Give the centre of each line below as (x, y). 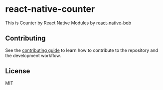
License (18, 71)
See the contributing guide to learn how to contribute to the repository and (82, 50)
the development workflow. (33, 55)
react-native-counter (50, 9)
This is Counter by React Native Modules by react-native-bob (68, 23)
